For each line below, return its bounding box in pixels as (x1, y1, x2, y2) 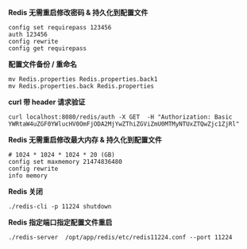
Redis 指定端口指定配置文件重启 (8, 218, 113, 227)
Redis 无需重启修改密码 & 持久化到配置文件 (8, 8, 149, 17)
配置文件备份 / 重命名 (8, 60, 78, 68)
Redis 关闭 (8, 187, 44, 196)
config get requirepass (8, 45, 87, 53)
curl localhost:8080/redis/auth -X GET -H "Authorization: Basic (8, 113, 233, 121)
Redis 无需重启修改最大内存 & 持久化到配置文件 (8, 135, 163, 144)
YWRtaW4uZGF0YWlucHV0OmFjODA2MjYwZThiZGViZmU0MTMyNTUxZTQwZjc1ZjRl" (8, 120, 240, 128)
